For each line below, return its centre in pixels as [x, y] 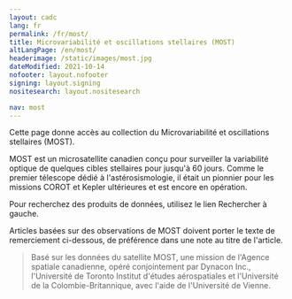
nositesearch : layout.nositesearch [75, 91]
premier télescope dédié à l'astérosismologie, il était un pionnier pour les [142, 178]
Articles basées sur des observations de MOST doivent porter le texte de [142, 231]
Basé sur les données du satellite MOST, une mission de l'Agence [150, 257]
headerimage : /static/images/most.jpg [81, 58]
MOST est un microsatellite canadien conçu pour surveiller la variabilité [139, 159]
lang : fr [25, 26]
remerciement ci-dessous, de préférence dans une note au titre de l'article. [146, 241]
